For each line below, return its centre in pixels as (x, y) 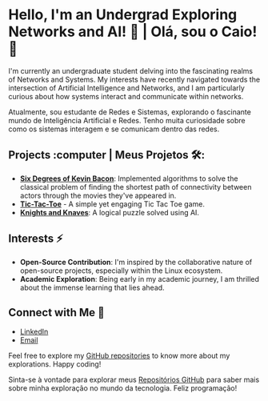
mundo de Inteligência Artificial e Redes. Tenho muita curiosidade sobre (127, 120)
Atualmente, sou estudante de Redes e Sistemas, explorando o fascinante (130, 112)
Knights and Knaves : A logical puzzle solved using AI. (110, 212)
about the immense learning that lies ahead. (92, 287)
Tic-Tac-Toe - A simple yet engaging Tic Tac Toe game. (112, 204)
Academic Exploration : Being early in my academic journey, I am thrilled (140, 279)
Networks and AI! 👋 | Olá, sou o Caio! (133, 32)
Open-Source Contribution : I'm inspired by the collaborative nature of (136, 262)
